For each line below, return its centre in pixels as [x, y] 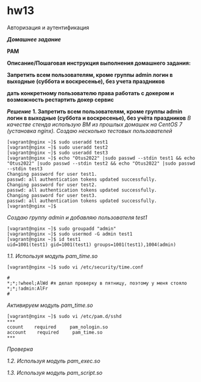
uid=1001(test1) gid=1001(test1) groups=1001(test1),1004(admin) [91, 245]
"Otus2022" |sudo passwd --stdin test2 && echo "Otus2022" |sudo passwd [101, 163]
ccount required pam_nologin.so [58, 327]
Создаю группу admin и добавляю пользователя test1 [77, 217]
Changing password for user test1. [52, 174]
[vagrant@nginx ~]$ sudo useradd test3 [58, 153]
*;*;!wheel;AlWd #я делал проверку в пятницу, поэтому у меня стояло [97, 283]
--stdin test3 [25, 168]
